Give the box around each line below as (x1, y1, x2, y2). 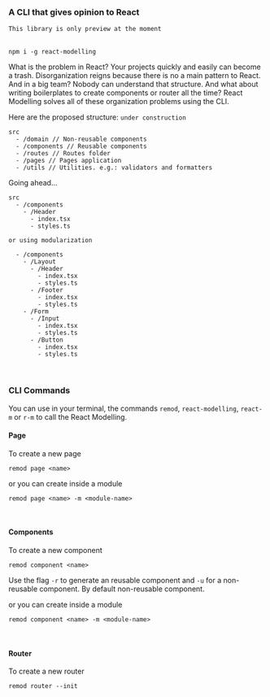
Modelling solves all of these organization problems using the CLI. (8, 97, 229, 107)
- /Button (29, 336, 63, 344)
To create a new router (8, 666, 85, 677)
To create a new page (8, 448, 81, 458)
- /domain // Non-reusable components (15, 135, 148, 144)
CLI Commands (8, 385, 71, 396)
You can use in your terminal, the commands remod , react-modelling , (8, 403, 239, 413)
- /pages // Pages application (15, 157, 122, 165)
